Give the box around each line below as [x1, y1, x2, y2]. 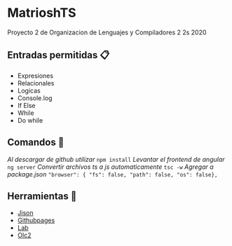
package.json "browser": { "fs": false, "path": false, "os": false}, [7, 170, 218, 178]
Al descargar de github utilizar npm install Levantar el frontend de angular [7, 155, 226, 163]
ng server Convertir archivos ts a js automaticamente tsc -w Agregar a [7, 163, 214, 171]
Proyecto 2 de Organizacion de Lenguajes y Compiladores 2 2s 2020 [7, 28, 207, 36]
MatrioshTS [7, 5, 76, 21]
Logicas [17, 86, 41, 95]
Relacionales [17, 78, 55, 87]
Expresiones [17, 71, 54, 80]
